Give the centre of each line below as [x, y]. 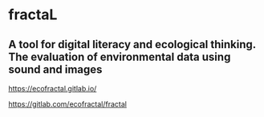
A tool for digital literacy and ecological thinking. [132, 44]
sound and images [55, 69]
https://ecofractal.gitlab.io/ [53, 89]
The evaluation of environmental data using [120, 56]
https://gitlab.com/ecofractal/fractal [67, 104]
